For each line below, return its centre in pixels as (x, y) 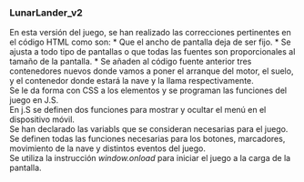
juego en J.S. (34, 100)
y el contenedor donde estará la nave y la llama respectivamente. (132, 81)
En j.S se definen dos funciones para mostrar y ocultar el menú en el (138, 110)
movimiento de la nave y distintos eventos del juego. (108, 148)
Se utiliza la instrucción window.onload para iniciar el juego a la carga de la (150, 158)
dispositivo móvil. (42, 119)
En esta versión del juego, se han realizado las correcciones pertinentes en (150, 33)
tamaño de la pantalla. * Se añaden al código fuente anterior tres (131, 62)
